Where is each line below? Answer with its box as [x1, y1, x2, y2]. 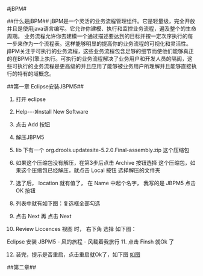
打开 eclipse [15, 96, 46, 103]
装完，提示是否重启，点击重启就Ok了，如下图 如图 [15, 251, 141, 258]
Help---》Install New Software [15, 108, 89, 115]
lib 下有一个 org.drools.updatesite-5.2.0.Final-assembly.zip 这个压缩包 [15, 147, 190, 153]
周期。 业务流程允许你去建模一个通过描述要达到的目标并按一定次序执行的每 [7, 32, 193, 40]
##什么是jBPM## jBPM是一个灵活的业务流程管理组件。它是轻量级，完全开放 [7, 17, 195, 25]
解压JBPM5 [15, 133, 45, 141]
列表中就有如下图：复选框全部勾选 [15, 200, 101, 207]
